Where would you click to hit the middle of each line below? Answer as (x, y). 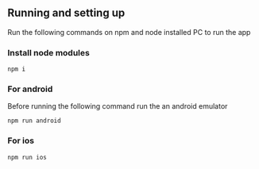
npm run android (34, 121)
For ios (21, 140)
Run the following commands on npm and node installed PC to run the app (129, 32)
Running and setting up (66, 13)
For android (30, 89)
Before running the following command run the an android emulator (118, 106)
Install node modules (49, 52)
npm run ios (27, 157)
